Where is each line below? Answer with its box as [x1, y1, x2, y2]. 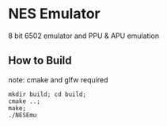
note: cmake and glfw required [8, 74, 108, 84]
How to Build [8, 54, 73, 67]
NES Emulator [8, 5, 101, 23]
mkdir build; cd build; [8, 90, 87, 98]
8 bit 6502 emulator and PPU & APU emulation [8, 31, 160, 40]
